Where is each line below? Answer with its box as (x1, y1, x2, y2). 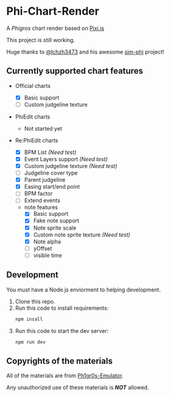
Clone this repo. (15, 297, 55, 305)
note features (24, 203, 58, 211)
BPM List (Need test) (24, 148, 77, 156)
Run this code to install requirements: (15, 304, 109, 311)
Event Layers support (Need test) (24, 155, 108, 162)
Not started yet (24, 125, 62, 132)
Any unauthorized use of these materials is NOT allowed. (6, 384, 149, 392)
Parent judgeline (24, 176, 66, 184)
